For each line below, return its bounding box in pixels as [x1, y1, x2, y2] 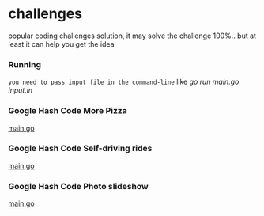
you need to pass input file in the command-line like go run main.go [8, 77, 239, 87]
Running [8, 59, 42, 70]
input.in [8, 85, 33, 95]
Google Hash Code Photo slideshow [8, 180, 149, 191]
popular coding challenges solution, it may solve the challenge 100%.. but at [8, 31, 257, 40]
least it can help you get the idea [8, 39, 115, 48]
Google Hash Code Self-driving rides [8, 143, 153, 154]
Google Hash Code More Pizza [8, 105, 128, 116]
